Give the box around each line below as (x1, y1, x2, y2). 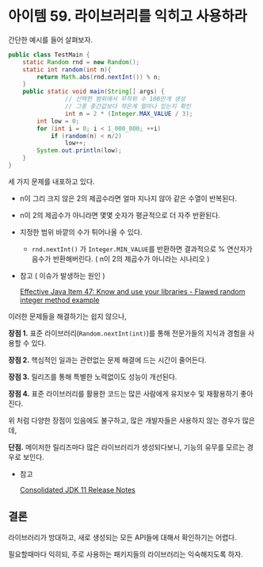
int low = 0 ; (36, 117, 80, 125)
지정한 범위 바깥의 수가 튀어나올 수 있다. (19, 227, 143, 236)
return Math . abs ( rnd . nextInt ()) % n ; (36, 73, 161, 81)
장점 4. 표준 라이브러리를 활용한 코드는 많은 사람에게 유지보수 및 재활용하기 (8, 389, 239, 398)
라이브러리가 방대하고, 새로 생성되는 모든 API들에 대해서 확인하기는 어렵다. (8, 532, 238, 542)
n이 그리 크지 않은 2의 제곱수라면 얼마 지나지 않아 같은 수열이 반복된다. (19, 193, 238, 203)
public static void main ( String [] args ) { (22, 88, 165, 96)
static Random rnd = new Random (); (22, 58, 140, 66)
